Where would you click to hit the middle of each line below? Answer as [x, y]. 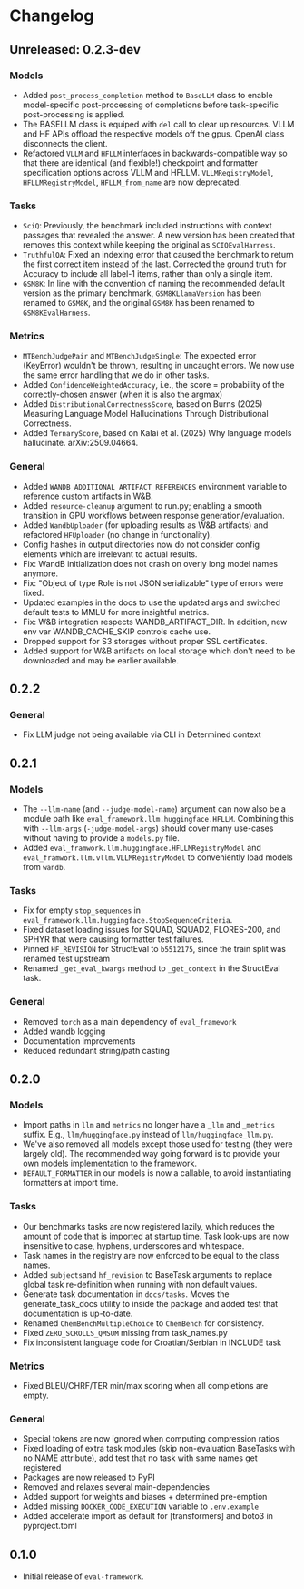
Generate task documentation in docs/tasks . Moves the [126, 1294]
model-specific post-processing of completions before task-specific [151, 105]
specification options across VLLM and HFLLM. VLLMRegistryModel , [148, 172]
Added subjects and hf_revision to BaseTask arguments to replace [147, 1274]
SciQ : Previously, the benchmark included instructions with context [147, 226]
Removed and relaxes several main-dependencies [116, 1487]
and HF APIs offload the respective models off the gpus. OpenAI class [153, 134]
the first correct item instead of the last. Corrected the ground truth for [154, 264]
